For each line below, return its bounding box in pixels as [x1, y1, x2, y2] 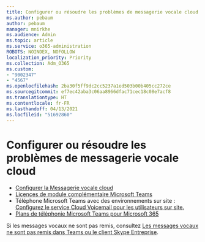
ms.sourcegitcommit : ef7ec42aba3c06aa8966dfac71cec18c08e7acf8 [6, 89, 171, 95]
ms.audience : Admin [6, 32, 56, 38]
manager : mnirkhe [6, 26, 51, 32]
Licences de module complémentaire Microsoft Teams [15, 191, 153, 198]
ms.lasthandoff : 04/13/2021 [6, 105, 78, 112]
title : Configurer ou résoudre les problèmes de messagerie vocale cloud [6, 9, 199, 15]
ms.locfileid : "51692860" [6, 112, 72, 118]
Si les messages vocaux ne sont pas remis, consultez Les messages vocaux [6, 222, 199, 230]
